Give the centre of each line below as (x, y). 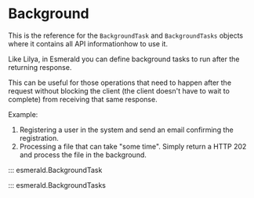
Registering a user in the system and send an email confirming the (126, 130)
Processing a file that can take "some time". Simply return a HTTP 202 (133, 146)
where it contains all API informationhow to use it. (88, 43)
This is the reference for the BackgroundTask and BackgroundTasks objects (126, 35)
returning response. (40, 67)
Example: (23, 114)
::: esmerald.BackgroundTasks (57, 185)
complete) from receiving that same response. (83, 99)
